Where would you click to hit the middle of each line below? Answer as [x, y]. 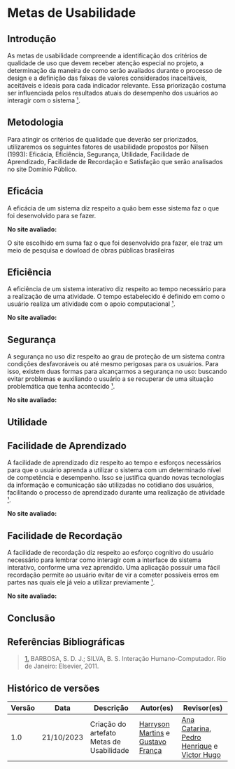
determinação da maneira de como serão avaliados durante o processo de [115, 71]
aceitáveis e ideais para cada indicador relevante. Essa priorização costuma [117, 85]
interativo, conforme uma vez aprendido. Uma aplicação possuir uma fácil [114, 568]
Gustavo [152, 742]
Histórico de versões [54, 688]
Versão [23, 708]
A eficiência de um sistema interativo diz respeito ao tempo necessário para [116, 289]
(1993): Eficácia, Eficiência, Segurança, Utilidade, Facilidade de [98, 154]
